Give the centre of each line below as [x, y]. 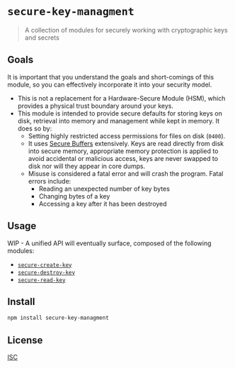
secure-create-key [45, 265]
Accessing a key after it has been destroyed [103, 203]
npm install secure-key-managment [58, 318]
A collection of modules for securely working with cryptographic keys [126, 30]
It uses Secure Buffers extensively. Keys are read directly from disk [126, 143]
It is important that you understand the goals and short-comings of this [111, 77]
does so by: [35, 128]
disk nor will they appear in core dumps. [87, 166]
